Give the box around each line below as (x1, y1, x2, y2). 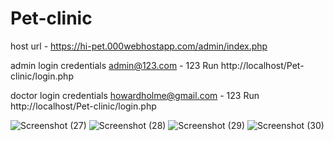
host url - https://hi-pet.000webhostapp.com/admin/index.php (10, 40, 268, 52)
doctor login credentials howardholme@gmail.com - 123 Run (10, 89, 260, 101)
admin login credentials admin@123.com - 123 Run (10, 59, 219, 71)
